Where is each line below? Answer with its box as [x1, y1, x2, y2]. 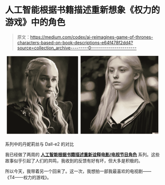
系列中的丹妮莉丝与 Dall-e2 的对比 [5, 141, 74, 147]
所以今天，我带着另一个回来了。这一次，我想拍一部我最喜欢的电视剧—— [5, 168, 151, 174]
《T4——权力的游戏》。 [5, 175, 52, 181]
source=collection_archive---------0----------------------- [17, 45, 137, 51]
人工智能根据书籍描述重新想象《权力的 [5, 4, 161, 16]
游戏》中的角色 [5, 17, 66, 28]
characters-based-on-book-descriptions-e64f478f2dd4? [17, 39, 134, 45]
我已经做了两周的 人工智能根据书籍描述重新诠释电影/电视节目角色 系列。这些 [5, 151, 160, 158]
